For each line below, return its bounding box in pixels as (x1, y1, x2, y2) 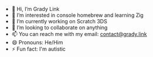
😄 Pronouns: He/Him (11, 39, 63, 46)
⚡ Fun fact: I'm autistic (11, 45, 66, 52)
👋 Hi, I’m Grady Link (11, 6, 60, 12)
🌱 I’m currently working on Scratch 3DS (11, 18, 107, 24)
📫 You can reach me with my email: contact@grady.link (11, 31, 148, 37)
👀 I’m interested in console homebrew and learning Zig (11, 12, 144, 19)
